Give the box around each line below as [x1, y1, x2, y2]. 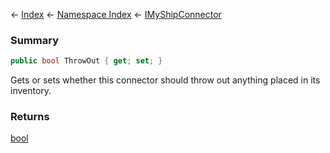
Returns [10, 110, 50, 124]
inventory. [10, 85, 52, 97]
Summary [10, 33, 60, 47]
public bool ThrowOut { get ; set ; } [10, 56, 163, 66]
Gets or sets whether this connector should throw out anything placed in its [10, 74, 321, 86]
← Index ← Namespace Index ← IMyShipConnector [10, 9, 222, 20]
